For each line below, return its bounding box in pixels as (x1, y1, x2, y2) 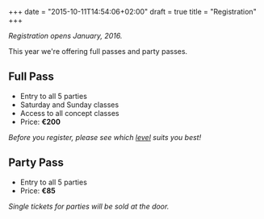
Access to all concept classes (19, 108, 119, 118)
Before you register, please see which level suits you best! (8, 132, 202, 142)
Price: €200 (19, 117, 61, 126)
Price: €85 (19, 185, 57, 196)
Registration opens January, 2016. (8, 31, 123, 40)
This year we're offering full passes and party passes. (8, 47, 188, 56)
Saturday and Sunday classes (19, 100, 119, 109)
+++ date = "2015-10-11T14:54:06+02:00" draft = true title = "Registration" (8, 7, 257, 16)
